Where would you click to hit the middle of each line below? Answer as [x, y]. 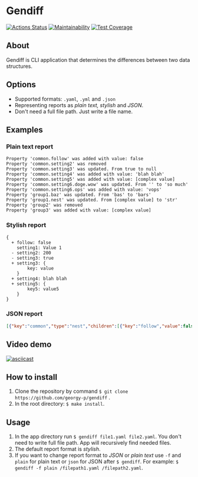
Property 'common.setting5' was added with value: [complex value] [91, 180]
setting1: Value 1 [39, 248]
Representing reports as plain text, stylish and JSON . [79, 105]
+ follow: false [31, 243]
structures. [19, 66]
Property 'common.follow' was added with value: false [75, 159]
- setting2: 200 [31, 253]
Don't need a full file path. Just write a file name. [74, 111]
